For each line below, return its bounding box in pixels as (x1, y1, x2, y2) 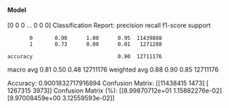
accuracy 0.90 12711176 (7, 53, 162, 60)
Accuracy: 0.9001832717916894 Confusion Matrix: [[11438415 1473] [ (7, 79, 209, 88)
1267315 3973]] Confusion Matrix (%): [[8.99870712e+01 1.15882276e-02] (7, 86, 223, 95)
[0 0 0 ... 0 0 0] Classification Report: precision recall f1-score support (7, 21, 211, 29)
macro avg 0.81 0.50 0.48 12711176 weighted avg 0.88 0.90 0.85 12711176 (7, 65, 219, 74)
